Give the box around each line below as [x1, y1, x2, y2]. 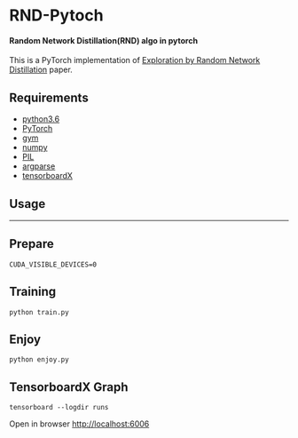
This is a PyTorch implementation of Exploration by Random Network [9, 55, 261, 66]
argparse [21, 161, 56, 171]
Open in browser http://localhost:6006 [9, 418, 150, 429]
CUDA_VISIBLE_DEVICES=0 [9, 259, 98, 269]
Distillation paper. [9, 64, 73, 76]
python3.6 [21, 114, 60, 124]
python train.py [9, 307, 69, 316]
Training [9, 284, 57, 299]
